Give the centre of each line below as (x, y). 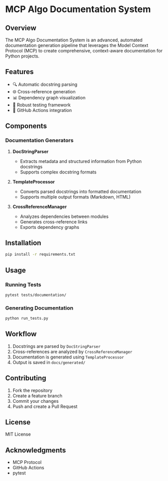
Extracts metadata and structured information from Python (81, 161)
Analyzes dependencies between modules (64, 216)
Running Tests (23, 284)
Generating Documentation (39, 308)
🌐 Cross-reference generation (44, 91)
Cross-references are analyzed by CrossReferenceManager (72, 351)
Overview (21, 28)
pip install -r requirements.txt (40, 255)
